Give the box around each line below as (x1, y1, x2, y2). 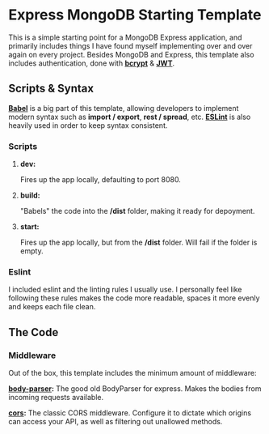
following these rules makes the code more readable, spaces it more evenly (8, 293, 260, 303)
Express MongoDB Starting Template (8, 6, 262, 24)
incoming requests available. (8, 393, 103, 402)
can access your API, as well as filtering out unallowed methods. (8, 417, 223, 427)
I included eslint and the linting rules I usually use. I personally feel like (8, 285, 242, 295)
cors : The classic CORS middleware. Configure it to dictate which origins (8, 408, 252, 418)
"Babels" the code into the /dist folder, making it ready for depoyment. (19, 206, 255, 216)
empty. (19, 246, 44, 256)
